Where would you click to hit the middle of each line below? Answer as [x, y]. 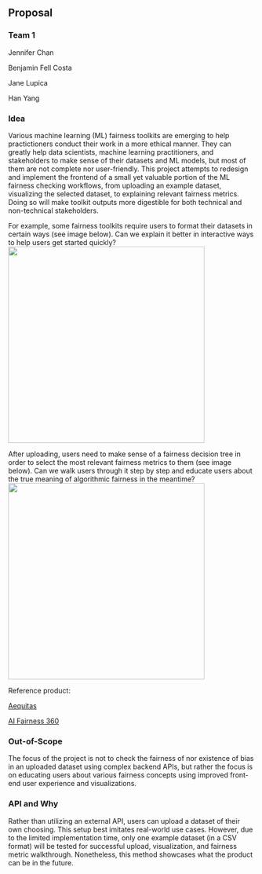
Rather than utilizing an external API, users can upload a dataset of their [124, 821]
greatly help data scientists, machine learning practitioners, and [111, 152]
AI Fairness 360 [34, 721]
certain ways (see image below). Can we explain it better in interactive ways [131, 234]
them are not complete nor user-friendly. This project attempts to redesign [128, 169]
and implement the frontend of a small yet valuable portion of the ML [119, 177]
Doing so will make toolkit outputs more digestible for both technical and [125, 202]
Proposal [31, 13]
